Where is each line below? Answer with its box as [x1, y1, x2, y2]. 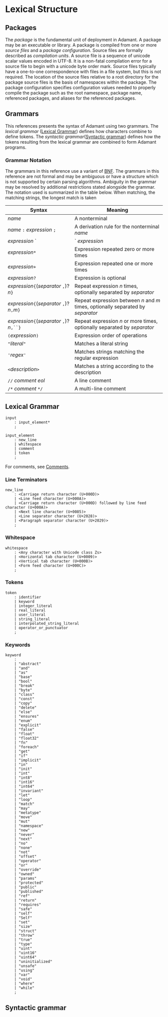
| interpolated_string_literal [14, 621, 79, 626]
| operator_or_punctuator [14, 625, 68, 630]
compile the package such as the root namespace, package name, [5, 90, 142, 96]
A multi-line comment [74, 385, 126, 392]
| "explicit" [14, 723, 41, 728]
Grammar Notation [5, 157, 51, 164]
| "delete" [14, 705, 37, 710]
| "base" [14, 675, 32, 680]
